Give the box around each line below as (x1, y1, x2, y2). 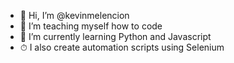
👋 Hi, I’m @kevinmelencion (19, 10, 130, 21)
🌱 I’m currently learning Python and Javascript (19, 31, 212, 42)
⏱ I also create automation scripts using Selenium (19, 41, 225, 53)
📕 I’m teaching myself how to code (19, 20, 163, 32)
